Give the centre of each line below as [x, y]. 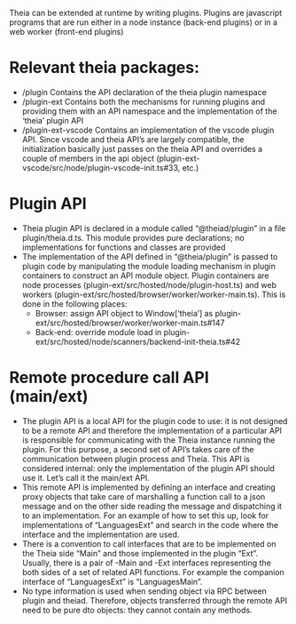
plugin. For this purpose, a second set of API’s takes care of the [138, 449]
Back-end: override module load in [98, 332]
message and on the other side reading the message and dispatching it [152, 506]
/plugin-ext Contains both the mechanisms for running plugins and [144, 101]
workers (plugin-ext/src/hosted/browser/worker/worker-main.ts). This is [154, 294]
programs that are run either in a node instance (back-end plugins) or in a [143, 22]
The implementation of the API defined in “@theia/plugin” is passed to [150, 256]
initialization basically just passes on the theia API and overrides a [142, 148]
